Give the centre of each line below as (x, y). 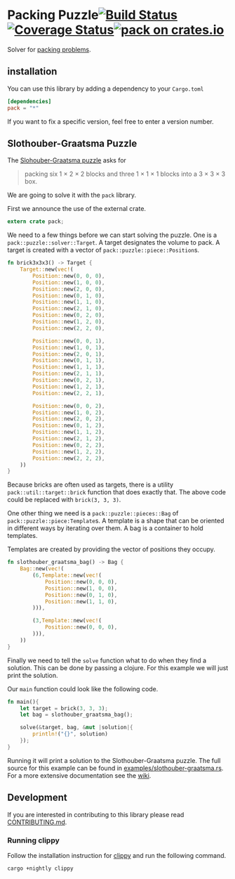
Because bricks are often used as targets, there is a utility (90, 485)
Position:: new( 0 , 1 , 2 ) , (69, 425)
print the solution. (33, 675)
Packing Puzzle (53, 15)
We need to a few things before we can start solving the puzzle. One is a (112, 235)
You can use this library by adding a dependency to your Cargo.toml (106, 89)
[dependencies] (29, 101)
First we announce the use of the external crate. (76, 209)
